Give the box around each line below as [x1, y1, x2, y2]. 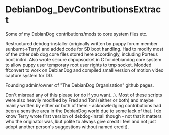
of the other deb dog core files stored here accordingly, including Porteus [5, 51, 158, 57]
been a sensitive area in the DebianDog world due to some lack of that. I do [5, 108, 162, 114]
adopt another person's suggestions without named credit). [5, 124, 129, 130]
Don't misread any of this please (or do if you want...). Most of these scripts [5, 92, 162, 98]
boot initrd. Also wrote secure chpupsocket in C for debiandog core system [5, 56, 162, 62]
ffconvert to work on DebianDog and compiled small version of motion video [5, 67, 164, 73]
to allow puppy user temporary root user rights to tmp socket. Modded [5, 62, 152, 68]
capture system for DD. [5, 72, 54, 78]
